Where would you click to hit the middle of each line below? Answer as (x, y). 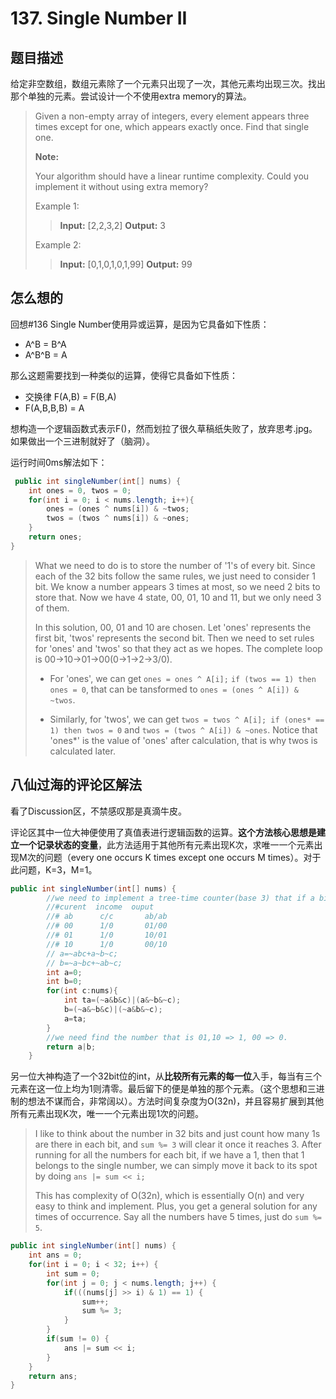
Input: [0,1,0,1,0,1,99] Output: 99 (126, 264)
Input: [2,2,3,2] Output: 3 (112, 225)
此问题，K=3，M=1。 (54, 869)
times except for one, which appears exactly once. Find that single (172, 126)
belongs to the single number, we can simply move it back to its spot (176, 1166)
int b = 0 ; (64, 982)
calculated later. (82, 751)
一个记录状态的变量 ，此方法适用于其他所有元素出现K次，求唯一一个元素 (166, 844)
